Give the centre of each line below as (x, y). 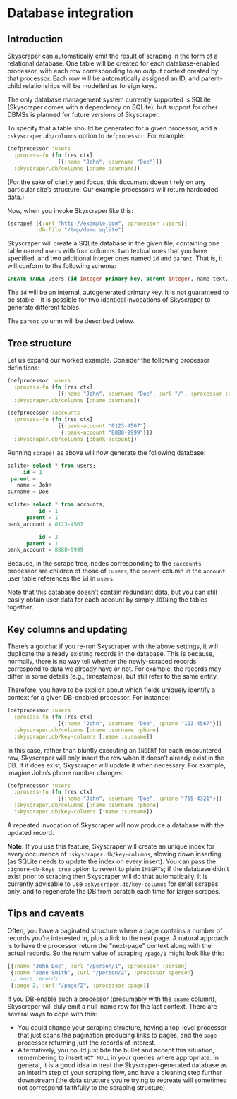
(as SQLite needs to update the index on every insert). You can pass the (112, 861)
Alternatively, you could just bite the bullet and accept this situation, (116, 1050)
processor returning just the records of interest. (87, 1043)
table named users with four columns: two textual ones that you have (108, 251)
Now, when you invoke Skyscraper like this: (71, 210)
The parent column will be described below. (71, 321)
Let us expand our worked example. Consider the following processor (109, 360)
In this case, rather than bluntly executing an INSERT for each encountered (115, 750)
